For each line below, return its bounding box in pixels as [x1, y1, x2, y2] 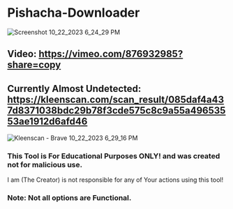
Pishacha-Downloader [7, 5, 140, 21]
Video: [7, 48, 37, 60]
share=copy [7, 59, 61, 71]
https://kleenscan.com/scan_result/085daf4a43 [7, 93, 225, 105]
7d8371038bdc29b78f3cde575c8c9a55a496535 [7, 104, 226, 116]
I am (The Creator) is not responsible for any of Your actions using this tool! [7, 176, 224, 184]
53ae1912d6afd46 [7, 115, 88, 127]
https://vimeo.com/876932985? [38, 48, 183, 60]
